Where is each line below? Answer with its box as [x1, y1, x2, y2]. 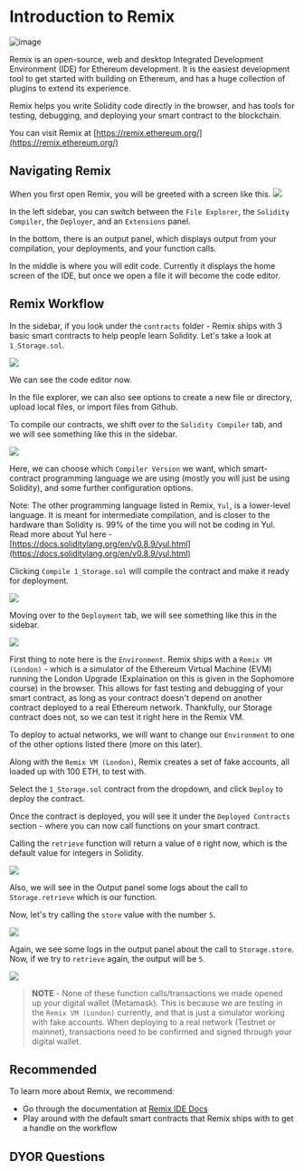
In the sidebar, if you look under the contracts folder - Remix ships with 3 [9, 320, 283, 331]
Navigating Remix [9, 163, 111, 178]
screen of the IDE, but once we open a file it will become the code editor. [9, 270, 280, 281]
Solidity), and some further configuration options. [9, 482, 194, 493]
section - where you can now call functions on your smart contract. [9, 820, 261, 830]
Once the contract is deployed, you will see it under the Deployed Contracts [9, 811, 291, 821]
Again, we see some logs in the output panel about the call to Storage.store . [9, 944, 295, 955]
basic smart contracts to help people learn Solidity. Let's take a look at [9, 330, 271, 341]
